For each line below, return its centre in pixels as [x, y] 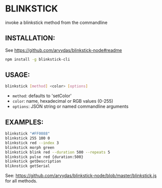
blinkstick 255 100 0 [28, 138]
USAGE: [18, 75]
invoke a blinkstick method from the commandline [56, 22]
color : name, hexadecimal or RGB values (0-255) [63, 101]
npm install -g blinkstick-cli [38, 59]
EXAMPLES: [24, 122]
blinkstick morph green [30, 148]
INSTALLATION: [30, 38]
